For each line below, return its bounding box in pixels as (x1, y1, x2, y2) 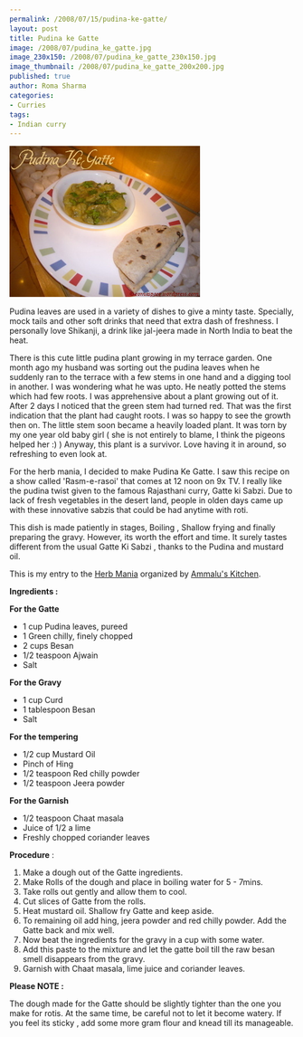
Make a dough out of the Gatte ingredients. (22, 867, 184, 878)
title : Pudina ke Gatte (9, 33, 99, 43)
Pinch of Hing (22, 758, 74, 769)
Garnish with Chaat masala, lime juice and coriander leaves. (22, 964, 246, 975)
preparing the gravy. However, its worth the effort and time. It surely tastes (9, 532, 288, 543)
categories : (9, 90, 54, 100)
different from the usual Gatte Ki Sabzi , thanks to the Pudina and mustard (9, 541, 284, 552)
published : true (9, 72, 71, 81)
